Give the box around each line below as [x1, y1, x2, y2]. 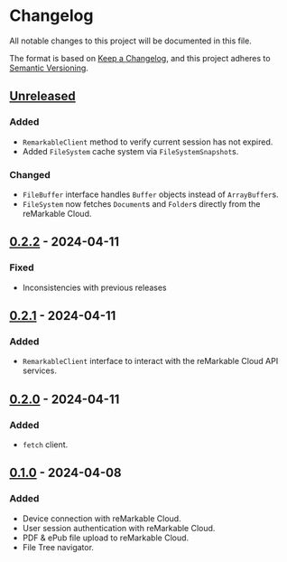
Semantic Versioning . [9, 62, 88, 73]
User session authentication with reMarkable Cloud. [22, 522, 216, 533]
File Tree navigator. [22, 541, 95, 552]
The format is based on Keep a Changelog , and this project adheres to [9, 52, 271, 63]
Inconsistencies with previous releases [22, 282, 167, 293]
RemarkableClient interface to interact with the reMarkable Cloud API [22, 356, 279, 367]
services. [22, 365, 57, 376]
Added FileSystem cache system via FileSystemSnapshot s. [22, 145, 239, 156]
